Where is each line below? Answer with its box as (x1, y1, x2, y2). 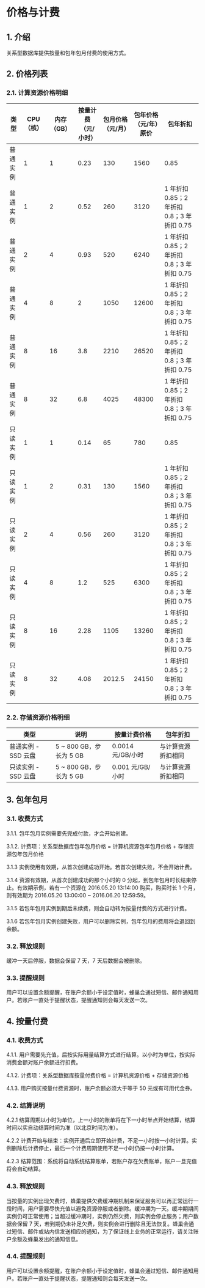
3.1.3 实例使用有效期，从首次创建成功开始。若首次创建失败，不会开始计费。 (6, 863, 196, 870)
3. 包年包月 (6, 795, 48, 805)
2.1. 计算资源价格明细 (6, 89, 68, 97)
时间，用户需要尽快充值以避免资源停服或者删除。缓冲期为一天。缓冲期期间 (11, 1205, 199, 1212)
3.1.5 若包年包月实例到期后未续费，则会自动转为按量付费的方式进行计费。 (6, 904, 190, 911)
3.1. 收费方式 (6, 814, 43, 823)
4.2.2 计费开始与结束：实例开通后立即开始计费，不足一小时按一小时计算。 (6, 1137, 192, 1144)
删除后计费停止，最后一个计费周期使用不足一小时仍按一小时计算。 (11, 1144, 178, 1152)
